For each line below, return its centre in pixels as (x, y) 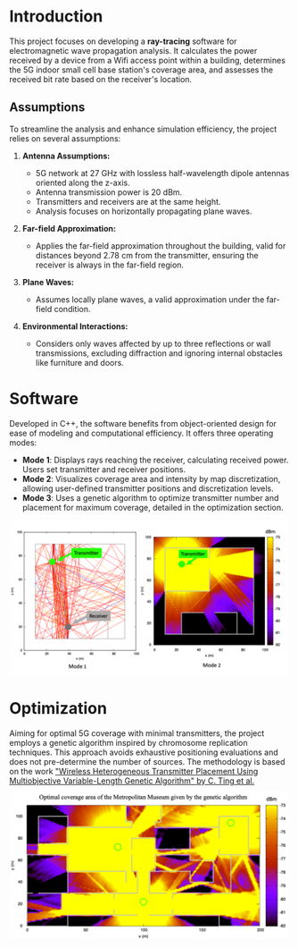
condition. (72, 309)
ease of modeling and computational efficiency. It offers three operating (141, 433)
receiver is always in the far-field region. (110, 265)
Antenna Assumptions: (66, 156)
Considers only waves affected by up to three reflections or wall (153, 343)
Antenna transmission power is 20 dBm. (109, 192)
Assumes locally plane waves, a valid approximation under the (150, 299)
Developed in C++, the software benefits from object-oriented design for (143, 423)
